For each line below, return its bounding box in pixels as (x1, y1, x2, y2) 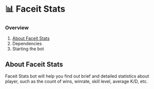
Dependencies (12, 41, 42, 47)
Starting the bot (12, 46, 44, 52)
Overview (5, 25, 29, 31)
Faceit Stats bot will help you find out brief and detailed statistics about (5, 73, 149, 79)
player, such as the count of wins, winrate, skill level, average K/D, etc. (5, 79, 148, 85)
